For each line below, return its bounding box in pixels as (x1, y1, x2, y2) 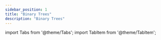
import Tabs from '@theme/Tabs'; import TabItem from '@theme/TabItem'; (5, 30, 157, 36)
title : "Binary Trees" (5, 12, 52, 17)
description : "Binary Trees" (5, 16, 65, 21)
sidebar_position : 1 (5, 7, 48, 12)
